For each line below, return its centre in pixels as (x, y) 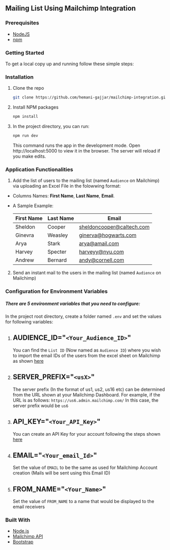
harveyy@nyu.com (101, 252)
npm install (25, 117)
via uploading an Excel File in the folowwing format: (67, 186)
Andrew (24, 260)
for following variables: (29, 322)
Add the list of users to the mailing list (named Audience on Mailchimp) (86, 181)
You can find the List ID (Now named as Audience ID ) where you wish (87, 350)
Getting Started (25, 53)
